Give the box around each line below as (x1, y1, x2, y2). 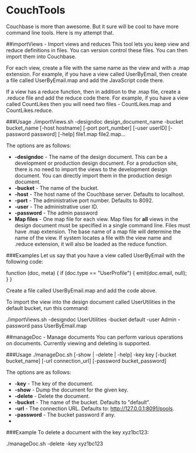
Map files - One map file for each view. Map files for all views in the (14, 215, 178, 223)
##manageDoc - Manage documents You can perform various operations (6, 333, 183, 340)
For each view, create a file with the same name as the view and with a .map (6, 64, 190, 71)
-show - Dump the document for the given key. (14, 386, 129, 393)
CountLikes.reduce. (6, 107, 54, 114)
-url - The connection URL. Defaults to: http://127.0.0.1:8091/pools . (14, 405, 174, 412)
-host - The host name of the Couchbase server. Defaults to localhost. (14, 190, 185, 197)
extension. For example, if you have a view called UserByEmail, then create (6, 70, 187, 77)
